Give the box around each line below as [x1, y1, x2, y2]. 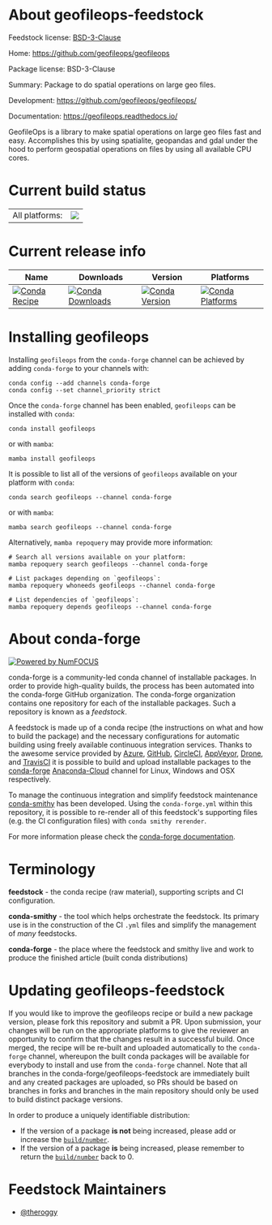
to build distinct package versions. [8, 1094, 123, 1104]
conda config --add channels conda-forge [8, 379, 151, 387]
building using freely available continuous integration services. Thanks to [8, 740, 253, 749]
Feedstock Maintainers [8, 1180, 167, 1198]
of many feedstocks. [8, 928, 78, 938]
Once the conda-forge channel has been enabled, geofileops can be [8, 400, 236, 410]
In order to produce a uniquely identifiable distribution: [8, 1110, 190, 1119]
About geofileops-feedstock [8, 6, 204, 24]
